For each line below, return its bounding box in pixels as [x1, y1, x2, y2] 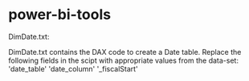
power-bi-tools [8, 6, 111, 24]
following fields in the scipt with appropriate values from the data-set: [8, 56, 239, 65]
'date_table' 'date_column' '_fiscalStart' [8, 64, 138, 73]
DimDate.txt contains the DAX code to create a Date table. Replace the [8, 47, 242, 56]
